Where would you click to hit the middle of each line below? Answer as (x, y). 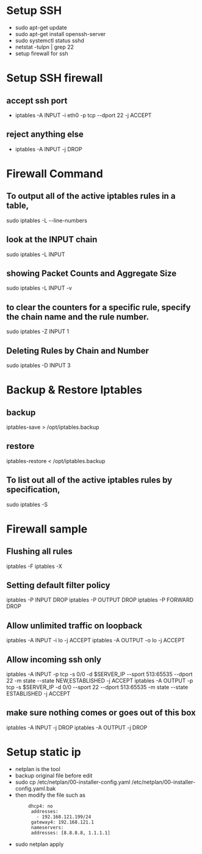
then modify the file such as (50, 795)
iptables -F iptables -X (34, 566)
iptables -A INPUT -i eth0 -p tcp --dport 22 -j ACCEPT (83, 115)
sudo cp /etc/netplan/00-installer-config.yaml (73, 782)
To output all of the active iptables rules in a (91, 196)
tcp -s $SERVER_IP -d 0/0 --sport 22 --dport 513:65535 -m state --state (97, 687)
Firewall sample (47, 529)
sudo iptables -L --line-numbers (47, 220)
